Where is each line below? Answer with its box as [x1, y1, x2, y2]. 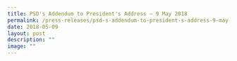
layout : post [7, 29, 46, 37]
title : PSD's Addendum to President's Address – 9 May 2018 [7, 10, 188, 18]
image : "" [7, 43, 37, 50]
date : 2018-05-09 [7, 23, 59, 30]
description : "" [7, 36, 55, 43]
